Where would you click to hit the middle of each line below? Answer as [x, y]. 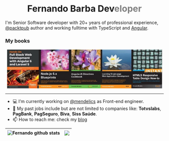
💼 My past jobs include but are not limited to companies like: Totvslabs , [87, 108]
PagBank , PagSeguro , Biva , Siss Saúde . [55, 114]
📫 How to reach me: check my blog [50, 119]
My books [18, 40]
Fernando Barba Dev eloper [84, 9]
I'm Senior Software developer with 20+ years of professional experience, [82, 22]
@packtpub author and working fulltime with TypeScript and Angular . [77, 27]
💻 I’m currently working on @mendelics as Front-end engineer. [78, 101]
